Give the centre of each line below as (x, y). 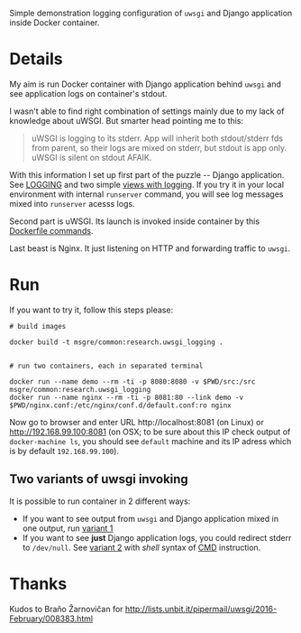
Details (36, 59)
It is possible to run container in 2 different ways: (100, 501)
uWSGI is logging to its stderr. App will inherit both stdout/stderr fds (157, 138)
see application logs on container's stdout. (88, 93)
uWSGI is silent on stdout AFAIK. (91, 157)
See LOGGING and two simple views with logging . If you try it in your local (147, 184)
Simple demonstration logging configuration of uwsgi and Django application (151, 13)
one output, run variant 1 (68, 528)
